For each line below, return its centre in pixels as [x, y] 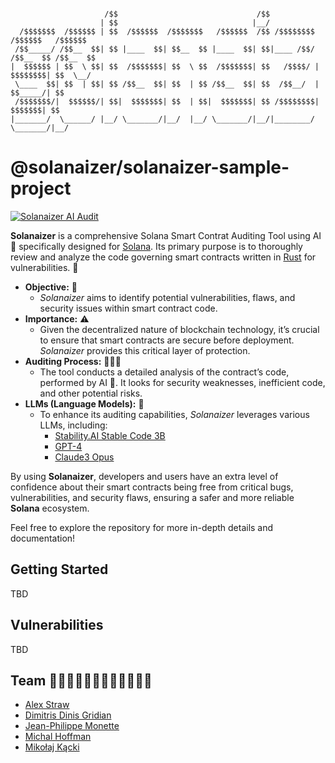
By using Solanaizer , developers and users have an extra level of [144, 476]
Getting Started [59, 569]
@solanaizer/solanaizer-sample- [150, 167]
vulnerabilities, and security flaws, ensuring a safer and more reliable [152, 497]
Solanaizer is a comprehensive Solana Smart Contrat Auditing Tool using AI [166, 235]
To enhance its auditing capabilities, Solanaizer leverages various [174, 414]
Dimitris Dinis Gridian [68, 715]
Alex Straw [47, 705]
